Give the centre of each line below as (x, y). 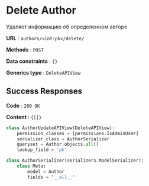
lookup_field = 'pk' (42, 150)
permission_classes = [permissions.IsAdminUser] (78, 133)
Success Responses (44, 92)
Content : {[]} (24, 117)
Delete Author (41, 10)
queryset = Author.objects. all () (58, 145)
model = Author (46, 171)
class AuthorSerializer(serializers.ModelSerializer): (75, 161)
